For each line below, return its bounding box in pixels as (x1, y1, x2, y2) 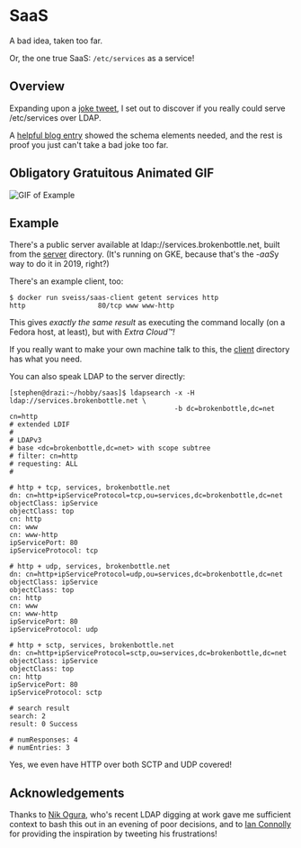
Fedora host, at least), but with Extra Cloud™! (9, 326, 175, 338)
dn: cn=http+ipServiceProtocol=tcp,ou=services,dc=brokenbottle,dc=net (9, 491, 283, 500)
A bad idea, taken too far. (9, 35, 103, 46)
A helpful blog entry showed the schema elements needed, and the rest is (9, 130, 283, 141)
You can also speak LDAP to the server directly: (9, 371, 186, 382)
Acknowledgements (9, 785, 125, 800)
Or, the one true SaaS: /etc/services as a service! (9, 52, 195, 63)
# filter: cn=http (9, 451, 78, 460)
